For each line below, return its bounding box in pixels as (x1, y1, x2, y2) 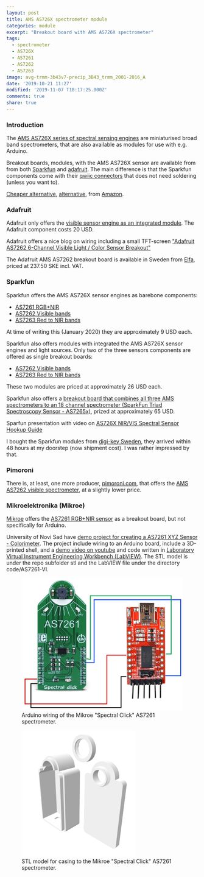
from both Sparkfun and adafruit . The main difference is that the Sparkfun (6, 166, 192, 173)
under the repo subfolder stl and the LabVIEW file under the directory (6, 559, 180, 566)
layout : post (6, 10, 40, 16)
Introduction (6, 121, 44, 129)
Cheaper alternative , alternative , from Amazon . (6, 191, 124, 198)
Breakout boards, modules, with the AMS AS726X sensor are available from (6, 159, 196, 167)
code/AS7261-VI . (6, 566, 49, 573)
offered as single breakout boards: (6, 353, 93, 360)
